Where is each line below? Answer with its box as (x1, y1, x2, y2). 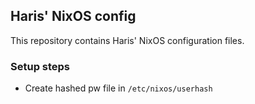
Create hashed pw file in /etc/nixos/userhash (24, 82, 213, 94)
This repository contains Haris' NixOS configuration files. (10, 34, 245, 46)
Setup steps (10, 59, 71, 73)
